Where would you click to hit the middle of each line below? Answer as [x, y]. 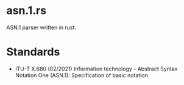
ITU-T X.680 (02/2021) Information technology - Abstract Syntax [96, 69]
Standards [33, 52]
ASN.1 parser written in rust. [41, 27]
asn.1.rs [27, 11]
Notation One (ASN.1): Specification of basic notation [81, 75]
